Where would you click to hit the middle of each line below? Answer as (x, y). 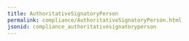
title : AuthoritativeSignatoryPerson (63, 14)
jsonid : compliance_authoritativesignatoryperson (82, 26)
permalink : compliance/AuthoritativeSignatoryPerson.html (94, 20)
